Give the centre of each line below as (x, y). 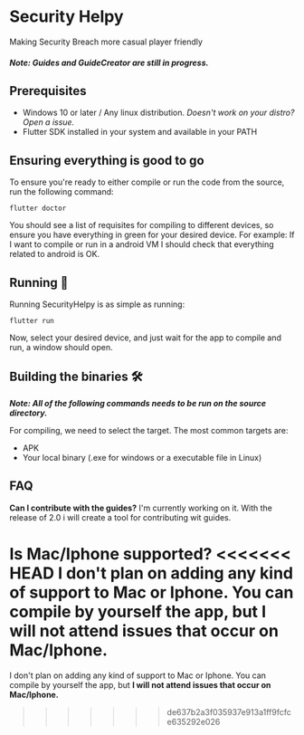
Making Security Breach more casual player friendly (106, 42)
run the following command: (62, 192)
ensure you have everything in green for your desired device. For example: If (152, 235)
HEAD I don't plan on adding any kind (152, 573)
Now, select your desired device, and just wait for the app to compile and (146, 338)
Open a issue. (48, 122)
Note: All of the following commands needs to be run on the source (138, 403)
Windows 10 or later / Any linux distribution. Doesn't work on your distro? (158, 113)
